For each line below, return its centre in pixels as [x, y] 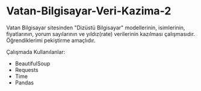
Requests [26, 69]
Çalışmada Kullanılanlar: [36, 51]
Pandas [24, 83]
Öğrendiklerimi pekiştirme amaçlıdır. [51, 40]
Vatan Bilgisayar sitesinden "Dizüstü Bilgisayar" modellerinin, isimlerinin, [96, 28]
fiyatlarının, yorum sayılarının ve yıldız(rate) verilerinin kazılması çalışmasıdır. [101, 34]
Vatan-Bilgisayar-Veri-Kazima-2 [89, 11]
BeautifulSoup [32, 63]
